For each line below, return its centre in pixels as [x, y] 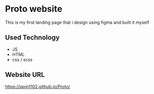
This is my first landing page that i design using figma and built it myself [77, 22]
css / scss [22, 60]
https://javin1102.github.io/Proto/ [38, 86]
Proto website [34, 9]
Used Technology [32, 38]
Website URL [25, 75]
